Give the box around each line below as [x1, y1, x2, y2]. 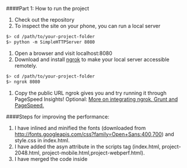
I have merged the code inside [14, 155, 88, 162]
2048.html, [14, 149, 41, 156]
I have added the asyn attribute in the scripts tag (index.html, [14, 143, 161, 150]
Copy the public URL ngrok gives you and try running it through [14, 89, 167, 96]
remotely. [14, 62, 38, 69]
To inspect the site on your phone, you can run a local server [14, 23, 161, 29]
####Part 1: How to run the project [6, 5, 89, 12]
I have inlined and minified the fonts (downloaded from [14, 124, 146, 131]
